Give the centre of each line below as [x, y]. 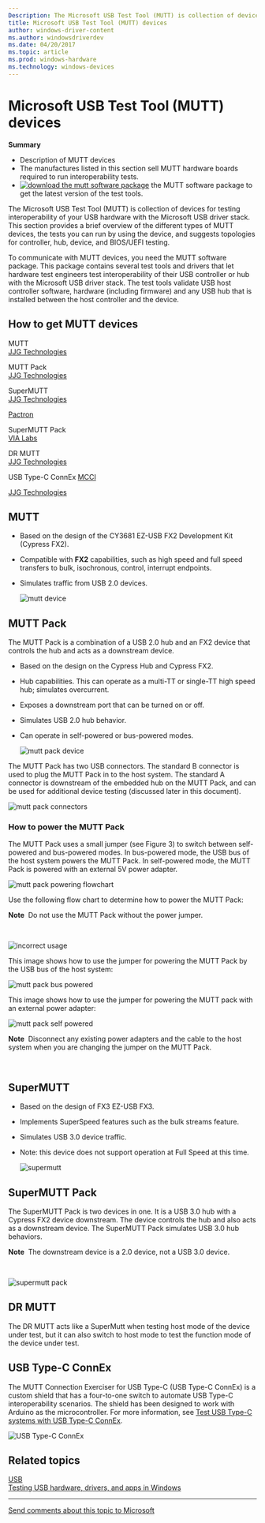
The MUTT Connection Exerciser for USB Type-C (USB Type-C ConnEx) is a [132, 1386]
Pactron [21, 414]
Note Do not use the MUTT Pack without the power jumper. [106, 915]
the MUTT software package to [202, 185]
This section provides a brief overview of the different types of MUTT [121, 225]
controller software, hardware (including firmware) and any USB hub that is [130, 291]
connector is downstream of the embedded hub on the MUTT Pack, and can [132, 783]
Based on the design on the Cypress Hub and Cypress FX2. [116, 666]
